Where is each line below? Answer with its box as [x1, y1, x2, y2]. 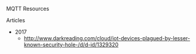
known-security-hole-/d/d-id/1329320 [23, 41, 119, 48]
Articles [6, 17, 26, 23]
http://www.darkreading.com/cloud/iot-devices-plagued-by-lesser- [23, 35, 190, 41]
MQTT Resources [6, 5, 50, 12]
